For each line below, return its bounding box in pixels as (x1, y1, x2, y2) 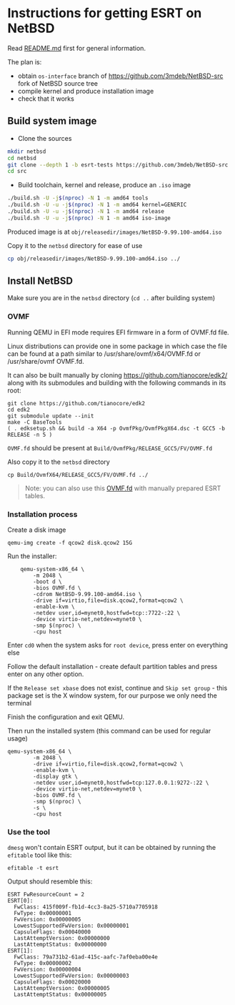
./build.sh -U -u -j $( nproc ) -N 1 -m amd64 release (7, 208, 164, 215)
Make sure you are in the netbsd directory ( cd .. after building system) (7, 294, 216, 302)
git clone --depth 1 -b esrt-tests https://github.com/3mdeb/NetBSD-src (7, 161, 229, 169)
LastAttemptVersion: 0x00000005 (14, 985, 111, 992)
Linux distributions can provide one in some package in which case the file (7, 342, 227, 350)
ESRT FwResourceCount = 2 (7, 891, 84, 898)
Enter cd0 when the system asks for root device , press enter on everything (7, 641, 229, 650)
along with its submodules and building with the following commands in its (7, 378, 226, 387)
